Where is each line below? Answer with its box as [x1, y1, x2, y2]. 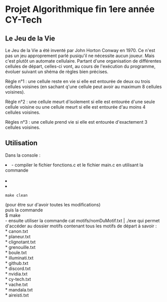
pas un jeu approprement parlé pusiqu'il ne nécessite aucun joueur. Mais [5, 53, 155, 59]
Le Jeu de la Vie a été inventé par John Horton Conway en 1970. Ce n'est [5, 48, 156, 53]
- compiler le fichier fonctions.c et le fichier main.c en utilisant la [11, 162, 144, 168]
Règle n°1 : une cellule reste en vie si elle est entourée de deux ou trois [5, 79, 151, 84]
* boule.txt [5, 249, 27, 255]
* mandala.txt [5, 286, 33, 292]
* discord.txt [5, 265, 31, 271]
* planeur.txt [5, 233, 31, 239]
